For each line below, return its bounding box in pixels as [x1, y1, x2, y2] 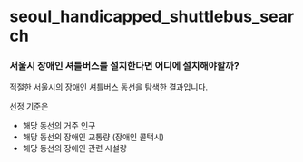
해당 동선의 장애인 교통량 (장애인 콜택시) [22, 131, 165, 142]
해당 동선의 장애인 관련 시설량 [22, 143, 127, 154]
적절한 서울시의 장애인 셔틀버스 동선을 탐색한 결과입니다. [9, 81, 209, 92]
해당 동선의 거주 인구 [22, 120, 96, 131]
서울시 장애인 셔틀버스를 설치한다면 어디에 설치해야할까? [9, 60, 239, 72]
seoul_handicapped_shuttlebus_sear [9, 6, 295, 27]
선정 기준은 [9, 101, 49, 112]
